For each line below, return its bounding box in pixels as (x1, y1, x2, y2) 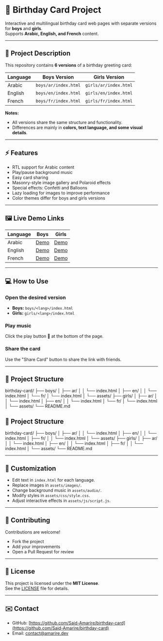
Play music (5, 322, 32, 329)
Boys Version (42, 74, 74, 80)
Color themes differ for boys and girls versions (12, 195, 105, 201)
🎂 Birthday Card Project (5, 4, 101, 16)
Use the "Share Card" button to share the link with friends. (5, 356, 122, 362)
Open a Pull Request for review (12, 548, 74, 554)
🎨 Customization (5, 464, 56, 472)
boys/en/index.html (35, 90, 81, 96)
